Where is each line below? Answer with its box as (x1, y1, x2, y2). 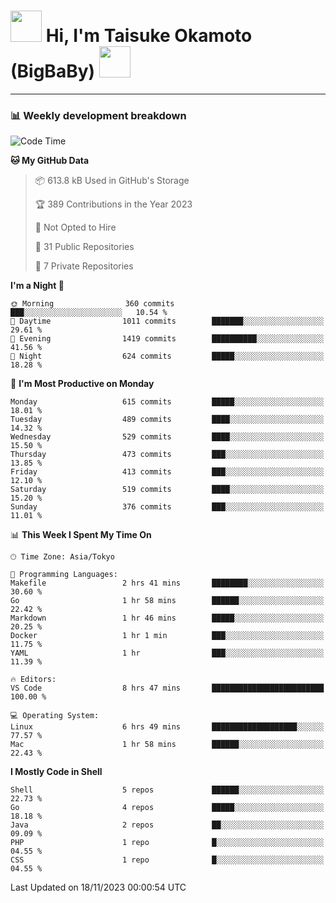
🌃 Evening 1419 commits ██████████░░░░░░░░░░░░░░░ (10, 334, 325, 344)
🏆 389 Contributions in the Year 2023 (34, 198, 193, 210)
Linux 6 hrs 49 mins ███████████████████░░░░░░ (10, 722, 325, 732)
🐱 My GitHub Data (10, 155, 90, 167)
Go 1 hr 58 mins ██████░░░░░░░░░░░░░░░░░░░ (10, 596, 325, 606)
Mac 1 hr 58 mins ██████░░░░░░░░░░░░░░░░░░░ (10, 740, 325, 750)
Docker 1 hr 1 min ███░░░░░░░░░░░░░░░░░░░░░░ (10, 631, 325, 641)
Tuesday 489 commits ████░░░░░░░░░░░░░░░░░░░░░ (10, 415, 325, 425)
